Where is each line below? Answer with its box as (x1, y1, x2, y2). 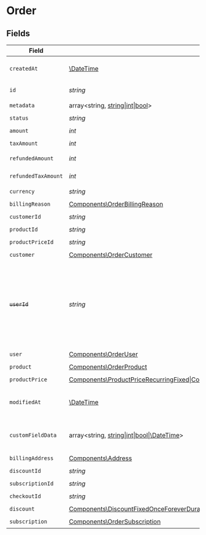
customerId (9, 213, 41, 220)
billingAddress (9, 455, 54, 461)
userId (9, 301, 29, 308)
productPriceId (9, 238, 54, 246)
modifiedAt (9, 399, 41, 405)
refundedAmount (9, 155, 54, 162)
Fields (6, 28, 31, 39)
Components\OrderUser (69, 350, 138, 358)
